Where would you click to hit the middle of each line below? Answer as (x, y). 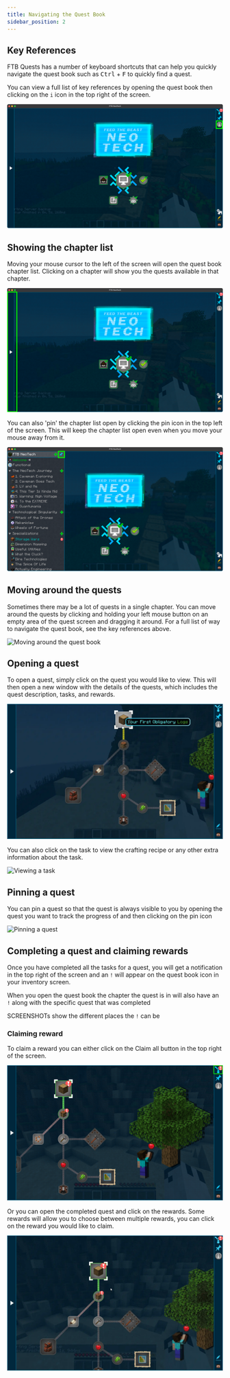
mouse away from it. (36, 437)
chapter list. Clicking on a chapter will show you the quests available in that (113, 272)
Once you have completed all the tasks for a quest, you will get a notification (115, 968)
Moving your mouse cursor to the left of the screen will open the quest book (115, 264)
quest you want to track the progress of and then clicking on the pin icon (110, 916)
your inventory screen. (39, 982)
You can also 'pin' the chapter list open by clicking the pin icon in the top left (115, 423)
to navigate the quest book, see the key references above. (89, 628)
